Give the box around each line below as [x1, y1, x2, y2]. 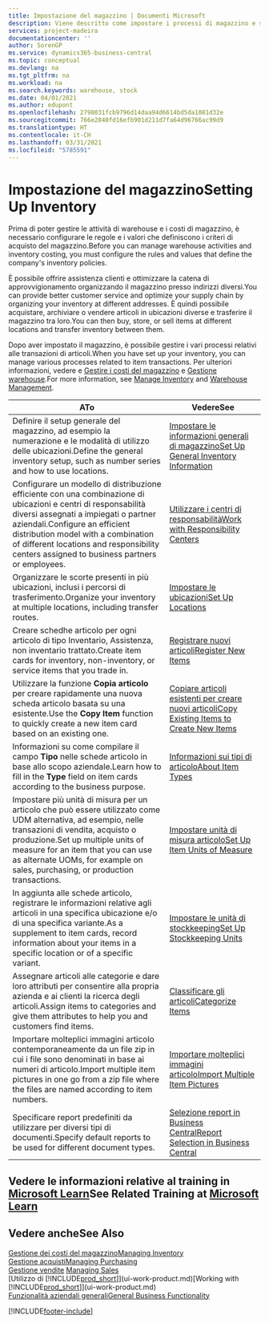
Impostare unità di [169, 824, 238, 835]
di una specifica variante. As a [12, 917, 123, 929]
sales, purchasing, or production [12, 864, 134, 876]
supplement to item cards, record [12, 928, 138, 939]
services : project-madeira [8, 26, 98, 34]
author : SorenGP [8, 42, 62, 50]
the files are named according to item [12, 1084, 153, 1095]
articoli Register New [169, 645, 246, 656]
